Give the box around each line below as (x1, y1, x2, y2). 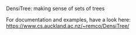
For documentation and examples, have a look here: (6, 16, 131, 23)
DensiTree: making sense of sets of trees (6, 5, 105, 12)
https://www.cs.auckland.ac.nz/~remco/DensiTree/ (6, 23, 130, 29)
